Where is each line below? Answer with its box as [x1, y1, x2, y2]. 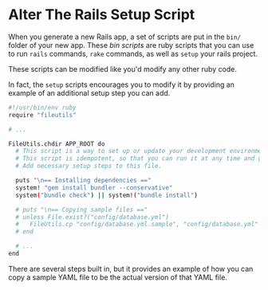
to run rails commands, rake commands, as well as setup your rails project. [8, 49, 258, 58]
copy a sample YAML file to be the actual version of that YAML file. [8, 272, 227, 282]
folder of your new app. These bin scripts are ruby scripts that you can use [8, 40, 254, 49]
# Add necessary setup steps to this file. [15, 162, 162, 170]
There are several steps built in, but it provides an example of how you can [8, 264, 254, 273]
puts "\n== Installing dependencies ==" [15, 177, 152, 185]
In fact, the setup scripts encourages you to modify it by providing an [8, 80, 235, 89]
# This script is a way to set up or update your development [15, 147, 227, 155]
